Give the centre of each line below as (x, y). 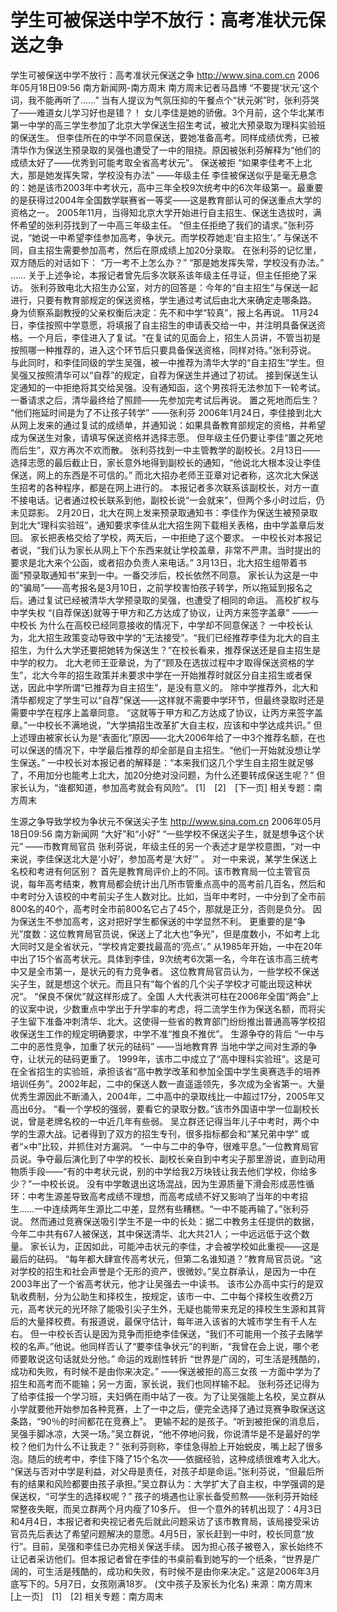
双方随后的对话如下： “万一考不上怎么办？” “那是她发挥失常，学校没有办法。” (167, 262)
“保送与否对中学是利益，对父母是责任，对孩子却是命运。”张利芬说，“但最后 (163, 1471)
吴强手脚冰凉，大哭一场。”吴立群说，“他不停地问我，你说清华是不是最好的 (161, 1433)
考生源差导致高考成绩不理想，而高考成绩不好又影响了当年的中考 (168, 1196)
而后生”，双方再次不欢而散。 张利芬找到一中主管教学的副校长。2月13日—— (165, 450)
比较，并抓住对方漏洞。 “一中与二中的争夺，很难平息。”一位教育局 (175, 1146)
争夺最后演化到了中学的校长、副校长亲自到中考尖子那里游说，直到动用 (181, 1158)
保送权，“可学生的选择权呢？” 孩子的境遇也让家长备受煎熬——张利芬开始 (160, 1496)
